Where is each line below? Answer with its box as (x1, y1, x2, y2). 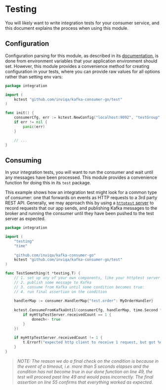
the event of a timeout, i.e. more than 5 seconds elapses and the (17, 363, 149, 369)
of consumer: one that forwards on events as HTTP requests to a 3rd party (5, 195, 158, 201)
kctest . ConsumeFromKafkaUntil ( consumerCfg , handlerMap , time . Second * (14, 308, 163, 313)
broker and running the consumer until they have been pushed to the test (5, 211, 154, 217)
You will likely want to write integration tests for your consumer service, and (5, 20, 160, 26)
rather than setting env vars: (5, 73, 63, 80)
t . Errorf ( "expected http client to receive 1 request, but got (23, 340, 156, 345)
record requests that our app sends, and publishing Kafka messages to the (5, 205, 157, 211)
